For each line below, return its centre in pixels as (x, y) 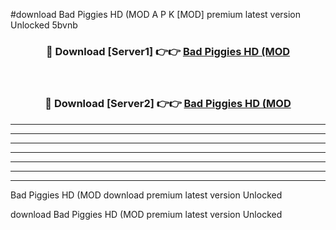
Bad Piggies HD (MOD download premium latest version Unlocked (146, 195)
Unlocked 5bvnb (44, 25)
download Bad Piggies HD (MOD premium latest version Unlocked (146, 214)
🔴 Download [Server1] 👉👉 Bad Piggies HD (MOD (168, 51)
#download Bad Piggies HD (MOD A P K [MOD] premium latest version (156, 14)
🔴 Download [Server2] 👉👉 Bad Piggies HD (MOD (168, 104)
